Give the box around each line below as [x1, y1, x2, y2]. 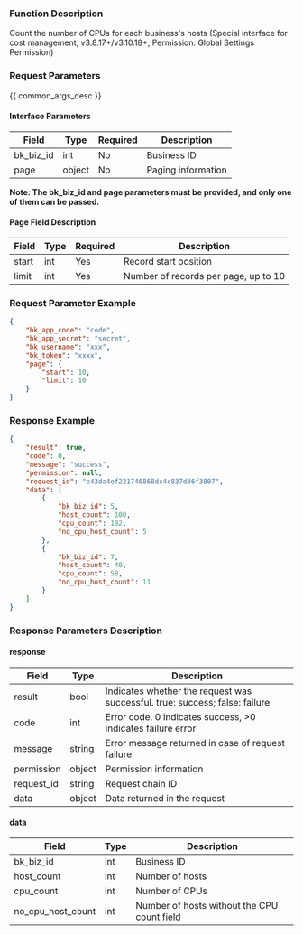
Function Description [9, 7, 104, 20]
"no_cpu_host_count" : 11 [57, 577, 151, 587]
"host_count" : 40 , [57, 561, 127, 570]
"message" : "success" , [25, 460, 111, 469]
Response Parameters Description [9, 624, 163, 637]
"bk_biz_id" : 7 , [57, 552, 119, 562]
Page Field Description [9, 217, 96, 228]
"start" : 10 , [41, 368, 91, 377]
